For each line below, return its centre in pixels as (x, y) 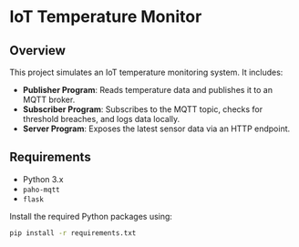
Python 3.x (43, 179)
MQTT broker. (49, 99)
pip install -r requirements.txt (73, 233)
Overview (38, 51)
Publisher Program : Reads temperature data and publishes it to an (148, 90)
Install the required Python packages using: (91, 216)
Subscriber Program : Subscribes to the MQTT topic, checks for (142, 109)
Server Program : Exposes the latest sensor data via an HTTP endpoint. (156, 129)
